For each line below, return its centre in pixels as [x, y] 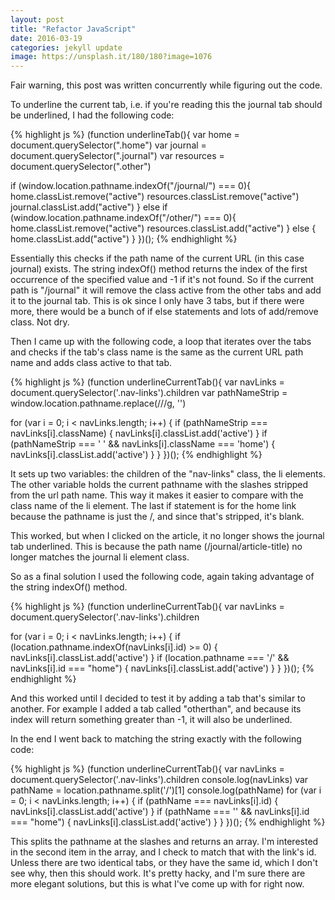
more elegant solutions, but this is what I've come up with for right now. [157, 884]
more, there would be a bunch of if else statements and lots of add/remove [164, 312]
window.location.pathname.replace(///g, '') [98, 403]
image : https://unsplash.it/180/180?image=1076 [111, 57]
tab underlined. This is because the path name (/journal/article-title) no [156, 547]
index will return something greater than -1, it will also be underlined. [151, 720]
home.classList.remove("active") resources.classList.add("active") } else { [163, 228]
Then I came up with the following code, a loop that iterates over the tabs [161, 342]
